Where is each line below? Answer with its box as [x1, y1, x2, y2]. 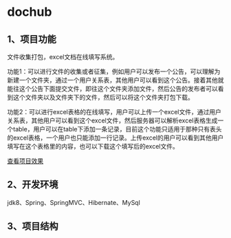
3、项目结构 [7, 221, 58, 232]
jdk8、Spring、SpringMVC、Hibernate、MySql [7, 198, 141, 206]
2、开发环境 [7, 179, 58, 191]
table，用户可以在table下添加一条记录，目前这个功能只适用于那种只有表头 [12, 125, 222, 133]
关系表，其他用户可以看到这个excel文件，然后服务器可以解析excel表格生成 [7, 116, 218, 125]
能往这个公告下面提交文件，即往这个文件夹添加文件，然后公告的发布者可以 [7, 85, 218, 93]
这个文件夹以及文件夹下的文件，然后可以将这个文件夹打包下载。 [12, 94, 194, 101]
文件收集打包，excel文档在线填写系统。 [7, 53, 119, 61]
